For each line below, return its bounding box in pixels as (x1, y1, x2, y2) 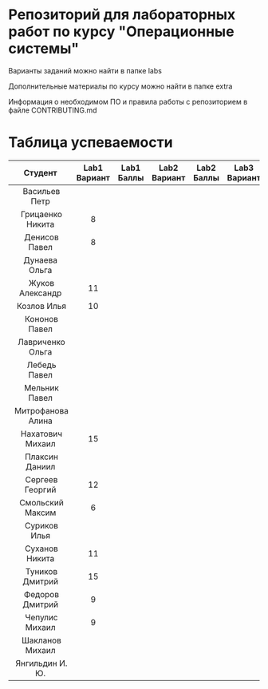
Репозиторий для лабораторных (8, 6, 236, 24)
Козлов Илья (16, 300, 66, 311)
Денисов (23, 232, 59, 243)
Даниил (25, 461, 56, 472)
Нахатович (20, 428, 62, 439)
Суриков (24, 520, 58, 531)
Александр (18, 287, 62, 299)
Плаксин (25, 451, 58, 462)
